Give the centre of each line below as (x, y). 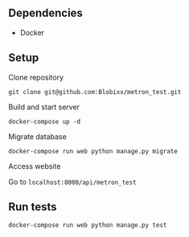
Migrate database (37, 137)
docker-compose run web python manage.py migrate (93, 151)
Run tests (33, 207)
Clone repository (36, 77)
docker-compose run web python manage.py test (88, 225)
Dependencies (45, 13)
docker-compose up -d (45, 121)
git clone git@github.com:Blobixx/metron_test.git (95, 92)
